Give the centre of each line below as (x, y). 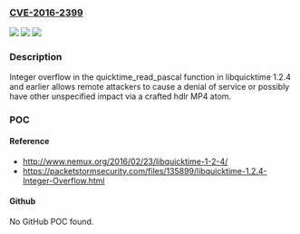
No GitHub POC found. (52, 221)
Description (36, 57)
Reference (29, 141)
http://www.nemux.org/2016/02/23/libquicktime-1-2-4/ (125, 161)
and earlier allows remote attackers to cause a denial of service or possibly (150, 86)
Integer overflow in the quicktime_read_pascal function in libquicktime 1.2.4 (150, 77)
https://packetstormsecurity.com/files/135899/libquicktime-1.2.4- (145, 171)
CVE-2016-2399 (46, 13)
